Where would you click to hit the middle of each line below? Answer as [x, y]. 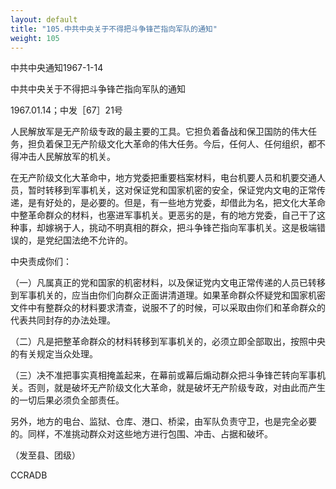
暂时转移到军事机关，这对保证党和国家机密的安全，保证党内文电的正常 [172, 190]
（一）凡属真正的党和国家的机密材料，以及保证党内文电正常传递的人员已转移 [168, 283]
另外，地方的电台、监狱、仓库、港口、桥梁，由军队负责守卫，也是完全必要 [163, 422]
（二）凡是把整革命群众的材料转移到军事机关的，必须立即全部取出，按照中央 [168, 342]
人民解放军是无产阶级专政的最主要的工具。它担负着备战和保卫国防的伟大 [159, 132]
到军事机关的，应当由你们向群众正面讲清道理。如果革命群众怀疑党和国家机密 [168, 295]
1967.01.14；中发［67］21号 [66, 110]
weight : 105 [35, 38]
